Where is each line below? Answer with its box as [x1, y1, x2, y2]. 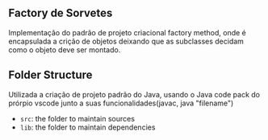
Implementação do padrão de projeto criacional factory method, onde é [8, 27, 246, 37]
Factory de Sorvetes [8, 6, 113, 20]
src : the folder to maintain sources [19, 113, 136, 123]
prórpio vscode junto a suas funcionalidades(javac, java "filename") [8, 98, 234, 108]
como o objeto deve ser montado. [8, 44, 121, 55]
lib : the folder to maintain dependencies [19, 122, 156, 132]
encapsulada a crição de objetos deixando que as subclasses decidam [8, 36, 245, 46]
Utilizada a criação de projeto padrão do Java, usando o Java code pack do [8, 89, 261, 99]
